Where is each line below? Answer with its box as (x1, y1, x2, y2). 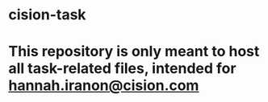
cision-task (8, 6, 86, 24)
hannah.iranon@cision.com (8, 76, 199, 95)
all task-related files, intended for (8, 59, 237, 78)
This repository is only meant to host (8, 43, 260, 61)
